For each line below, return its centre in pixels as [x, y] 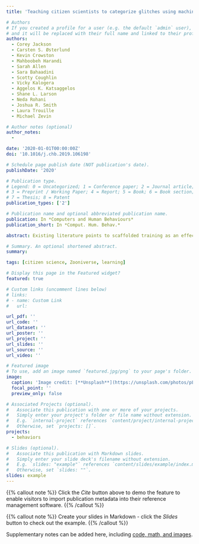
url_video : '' [24, 355]
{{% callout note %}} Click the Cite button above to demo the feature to [93, 492]
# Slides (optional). [33, 448]
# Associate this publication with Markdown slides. [75, 454]
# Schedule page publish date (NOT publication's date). [78, 165]
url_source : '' [25, 350]
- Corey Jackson [31, 44]
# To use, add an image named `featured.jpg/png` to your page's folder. [99, 371]
